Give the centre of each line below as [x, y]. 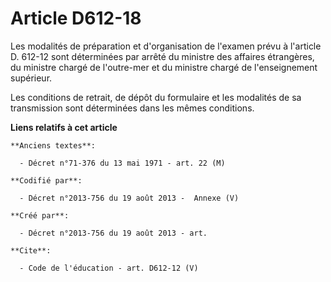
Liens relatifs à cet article [64, 127]
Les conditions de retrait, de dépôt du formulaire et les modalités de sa [156, 97]
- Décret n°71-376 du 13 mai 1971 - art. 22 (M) [122, 163]
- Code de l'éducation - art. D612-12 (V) [109, 268]
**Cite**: [31, 250]
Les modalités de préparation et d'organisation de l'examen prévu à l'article [166, 46]
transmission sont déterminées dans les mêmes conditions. [132, 108]
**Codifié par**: [46, 180]
